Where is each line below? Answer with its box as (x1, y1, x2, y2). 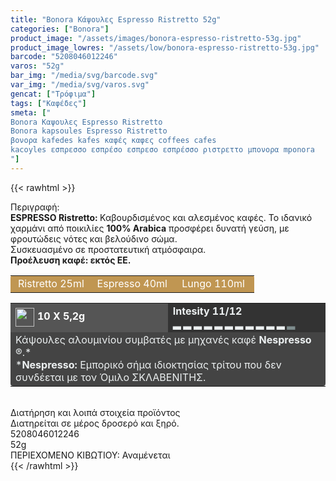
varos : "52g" (10, 61, 65, 71)
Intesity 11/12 (172, 304, 243, 318)
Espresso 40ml (96, 276, 168, 290)
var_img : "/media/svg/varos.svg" (10, 80, 150, 90)
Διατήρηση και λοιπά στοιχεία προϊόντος (10, 406, 181, 418)
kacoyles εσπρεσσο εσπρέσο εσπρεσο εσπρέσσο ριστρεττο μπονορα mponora (10, 145, 315, 155)
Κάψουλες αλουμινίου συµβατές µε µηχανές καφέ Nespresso (15, 332, 312, 346)
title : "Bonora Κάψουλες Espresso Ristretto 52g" (10, 14, 222, 25)
